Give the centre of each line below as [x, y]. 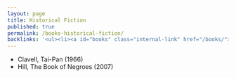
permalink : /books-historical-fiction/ [66, 33]
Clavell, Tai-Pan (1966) [50, 59]
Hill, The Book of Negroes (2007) [65, 67]
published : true [31, 26]
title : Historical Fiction [47, 20]
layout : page [26, 14]
